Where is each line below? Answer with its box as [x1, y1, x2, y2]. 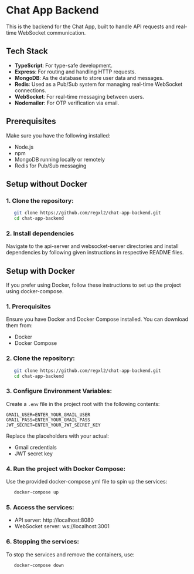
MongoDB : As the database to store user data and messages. [14, 74, 164, 81]
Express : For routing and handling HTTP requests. [14, 68, 137, 75]
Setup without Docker [6, 179, 88, 189]
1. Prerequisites [6, 303, 51, 311]
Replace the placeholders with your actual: [6, 432, 110, 439]
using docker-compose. [6, 288, 64, 295]
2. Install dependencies [6, 229, 74, 237]
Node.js [14, 143, 34, 150]
